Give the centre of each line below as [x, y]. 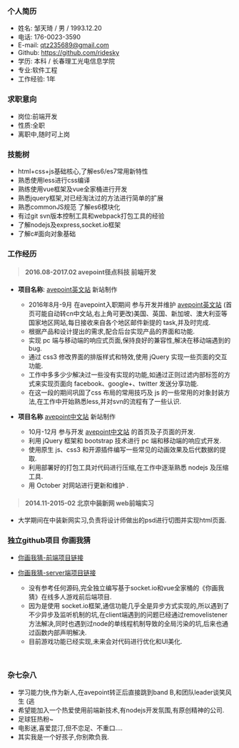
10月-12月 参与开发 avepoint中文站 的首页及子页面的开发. [112, 432]
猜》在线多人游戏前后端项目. [70, 597]
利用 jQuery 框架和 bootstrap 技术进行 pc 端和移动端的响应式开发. [125, 441]
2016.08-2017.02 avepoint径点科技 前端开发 [91, 272]
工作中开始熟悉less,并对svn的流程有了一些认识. [112, 402]
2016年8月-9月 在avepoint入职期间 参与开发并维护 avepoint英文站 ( [127, 305]
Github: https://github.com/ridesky [68, 53]
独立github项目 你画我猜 [49, 540]
